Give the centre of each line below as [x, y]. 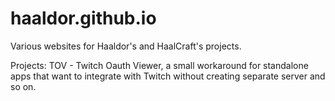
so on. [23, 86]
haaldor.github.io [83, 18]
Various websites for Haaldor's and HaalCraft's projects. [126, 46]
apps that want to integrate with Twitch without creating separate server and [168, 76]
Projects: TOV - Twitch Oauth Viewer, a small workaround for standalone [159, 65]
